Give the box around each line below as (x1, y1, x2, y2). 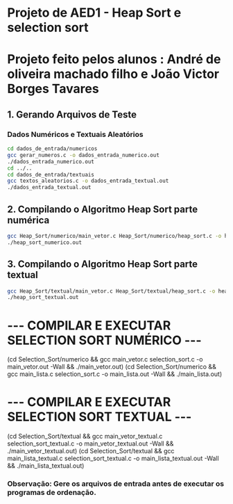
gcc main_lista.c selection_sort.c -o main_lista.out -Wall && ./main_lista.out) (7, 370, 223, 378)
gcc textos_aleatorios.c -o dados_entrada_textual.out (7, 177, 169, 185)
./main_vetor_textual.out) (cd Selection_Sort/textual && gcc (7, 447, 175, 455)
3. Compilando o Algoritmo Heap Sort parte (7, 259, 198, 270)
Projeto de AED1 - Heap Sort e (7, 5, 182, 21)
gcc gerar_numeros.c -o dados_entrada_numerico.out (7, 152, 159, 158)
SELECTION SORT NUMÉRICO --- (7, 332, 202, 348)
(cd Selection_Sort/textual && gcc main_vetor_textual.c (7, 432, 163, 441)
